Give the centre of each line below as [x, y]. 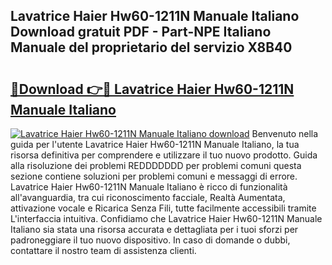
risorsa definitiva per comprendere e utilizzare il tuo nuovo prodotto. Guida [164, 155]
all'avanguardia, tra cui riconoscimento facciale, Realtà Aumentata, [148, 197]
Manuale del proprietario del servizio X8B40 [151, 47]
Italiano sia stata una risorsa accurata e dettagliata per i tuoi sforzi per [154, 229]
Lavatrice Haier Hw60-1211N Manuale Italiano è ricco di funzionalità [149, 187]
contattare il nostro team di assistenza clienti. [103, 250]
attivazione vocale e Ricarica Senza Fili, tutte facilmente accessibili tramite [163, 208]
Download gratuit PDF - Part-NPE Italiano [141, 32]
